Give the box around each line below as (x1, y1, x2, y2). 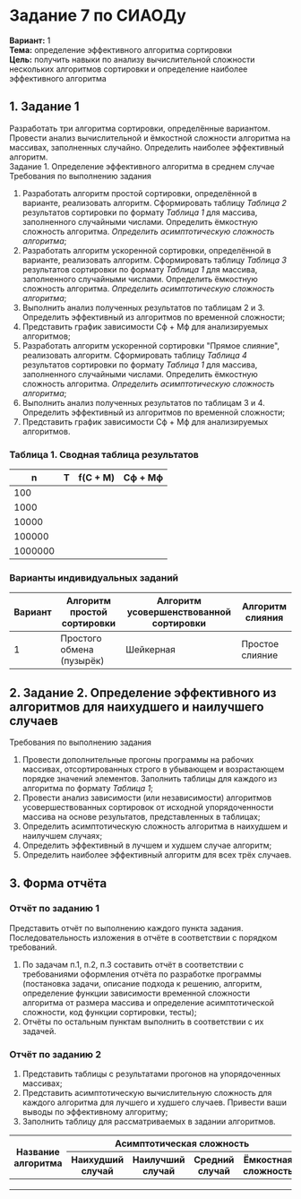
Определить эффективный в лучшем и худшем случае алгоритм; (21, 840, 272, 851)
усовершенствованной (126, 606, 231, 618)
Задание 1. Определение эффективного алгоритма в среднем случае (9, 160, 275, 171)
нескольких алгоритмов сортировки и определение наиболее (9, 64, 248, 74)
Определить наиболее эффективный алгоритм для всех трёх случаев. (21, 850, 292, 860)
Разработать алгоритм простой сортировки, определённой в (21, 187, 258, 198)
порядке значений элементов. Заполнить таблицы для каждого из (21, 773, 278, 784)
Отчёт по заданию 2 (9, 1048, 101, 1060)
